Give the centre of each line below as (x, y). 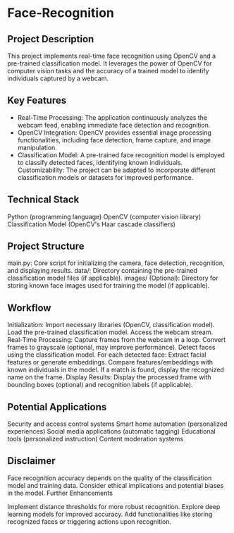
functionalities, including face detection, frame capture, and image (114, 140)
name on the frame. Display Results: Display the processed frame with (109, 377)
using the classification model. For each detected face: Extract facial (107, 355)
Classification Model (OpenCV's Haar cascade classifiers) (92, 224)
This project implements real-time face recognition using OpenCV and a (112, 56)
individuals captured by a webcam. (58, 78)
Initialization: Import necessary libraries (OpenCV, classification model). (111, 325)
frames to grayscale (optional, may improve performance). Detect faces (111, 348)
